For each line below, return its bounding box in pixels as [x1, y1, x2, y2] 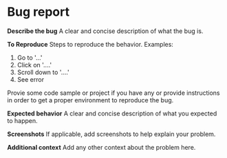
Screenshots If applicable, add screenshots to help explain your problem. [7, 130, 216, 138]
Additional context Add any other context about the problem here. [7, 143, 196, 151]
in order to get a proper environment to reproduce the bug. [7, 95, 174, 104]
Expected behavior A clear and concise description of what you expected [7, 109, 217, 117]
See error [17, 75, 45, 83]
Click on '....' [17, 60, 52, 69]
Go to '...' [17, 53, 43, 62]
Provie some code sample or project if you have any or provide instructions [7, 89, 220, 97]
